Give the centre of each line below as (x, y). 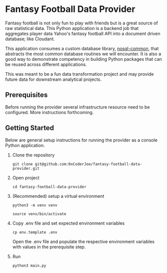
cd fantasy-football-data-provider (49, 187)
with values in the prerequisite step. (49, 247)
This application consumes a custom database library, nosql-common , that (82, 48)
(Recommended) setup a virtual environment (58, 196)
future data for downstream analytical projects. (53, 79)
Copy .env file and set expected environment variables (68, 223)
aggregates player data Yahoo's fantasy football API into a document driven (83, 33)
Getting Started (30, 128)
